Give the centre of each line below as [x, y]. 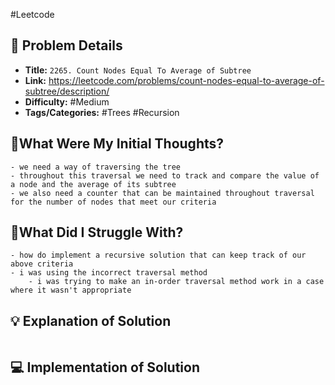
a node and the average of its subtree [93, 184]
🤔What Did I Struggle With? [97, 232]
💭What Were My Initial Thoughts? [117, 144]
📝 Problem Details [66, 45]
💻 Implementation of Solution [105, 367]
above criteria [42, 264]
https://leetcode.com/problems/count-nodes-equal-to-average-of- [186, 80]
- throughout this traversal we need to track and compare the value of [165, 175]
